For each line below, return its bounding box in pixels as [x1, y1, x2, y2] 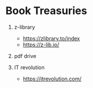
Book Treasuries [5, 4, 88, 18]
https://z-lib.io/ [22, 41, 59, 48]
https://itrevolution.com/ [22, 75, 82, 82]
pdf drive [14, 52, 36, 59]
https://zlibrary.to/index [22, 35, 80, 42]
